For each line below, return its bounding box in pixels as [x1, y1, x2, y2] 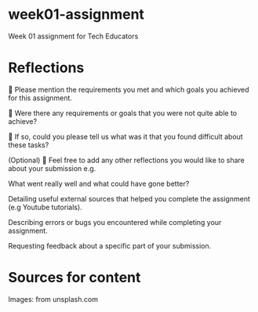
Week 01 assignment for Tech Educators [8, 31, 139, 41]
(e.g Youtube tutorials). [8, 202, 82, 212]
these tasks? [8, 140, 49, 150]
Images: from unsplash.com [8, 294, 98, 303]
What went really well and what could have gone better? [8, 179, 190, 188]
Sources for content [8, 269, 141, 287]
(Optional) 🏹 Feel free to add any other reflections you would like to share [8, 155, 245, 165]
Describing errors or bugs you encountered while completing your [8, 217, 222, 227]
